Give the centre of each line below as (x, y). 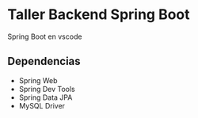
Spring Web (38, 80)
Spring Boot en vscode (45, 36)
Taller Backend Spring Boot (99, 15)
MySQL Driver (42, 105)
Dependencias (44, 61)
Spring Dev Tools (47, 89)
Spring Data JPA (46, 97)
